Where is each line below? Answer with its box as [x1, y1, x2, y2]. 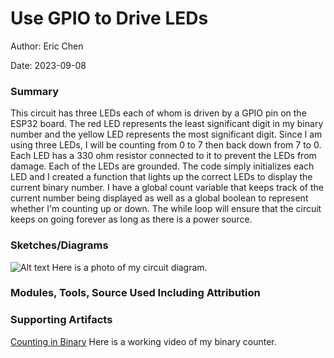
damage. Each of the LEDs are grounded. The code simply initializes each [10, 160, 315, 172]
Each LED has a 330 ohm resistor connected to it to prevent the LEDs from [10, 150, 317, 162]
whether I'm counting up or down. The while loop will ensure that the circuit [10, 203, 322, 215]
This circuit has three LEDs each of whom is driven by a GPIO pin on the [10, 107, 307, 119]
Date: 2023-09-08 [10, 59, 87, 71]
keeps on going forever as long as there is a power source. [10, 213, 253, 226]
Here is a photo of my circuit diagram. [51, 261, 208, 273]
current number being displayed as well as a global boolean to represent [10, 192, 309, 204]
